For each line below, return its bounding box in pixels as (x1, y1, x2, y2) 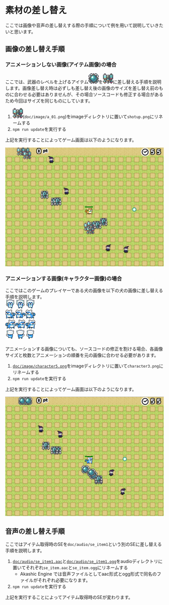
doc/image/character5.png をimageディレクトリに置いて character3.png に (12, 363, 163, 369)
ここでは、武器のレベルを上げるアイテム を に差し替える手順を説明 (5, 79, 162, 85)
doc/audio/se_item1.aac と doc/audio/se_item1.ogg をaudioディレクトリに (12, 559, 163, 565)
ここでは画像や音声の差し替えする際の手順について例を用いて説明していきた (5, 22, 163, 28)
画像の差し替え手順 (5, 45, 65, 54)
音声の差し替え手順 (5, 527, 65, 535)
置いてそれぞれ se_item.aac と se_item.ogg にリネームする (12, 565, 128, 571)
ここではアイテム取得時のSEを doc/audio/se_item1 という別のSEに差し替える (5, 541, 162, 547)
